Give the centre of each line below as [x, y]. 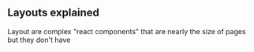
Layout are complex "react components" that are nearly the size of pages [127, 31]
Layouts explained [54, 13]
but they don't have [39, 40]
